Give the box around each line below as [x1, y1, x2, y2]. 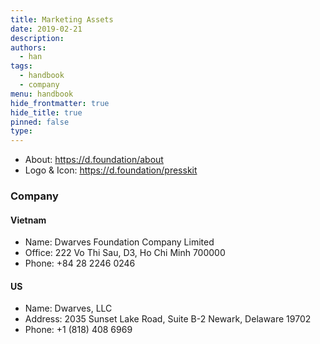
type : [10, 126, 33, 136]
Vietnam [10, 214, 47, 226]
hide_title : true [10, 107, 83, 118]
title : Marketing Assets [10, 14, 114, 25]
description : [10, 33, 65, 43]
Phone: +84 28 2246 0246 [24, 257, 136, 270]
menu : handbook [10, 89, 74, 99]
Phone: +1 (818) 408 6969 [24, 324, 133, 336]
